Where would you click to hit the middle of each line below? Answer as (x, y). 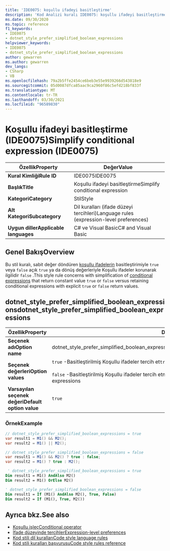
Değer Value (118, 167)
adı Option (20, 347)
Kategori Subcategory (34, 216)
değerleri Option (27, 371)
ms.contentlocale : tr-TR (31, 95)
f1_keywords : (19, 29)
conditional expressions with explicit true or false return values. (72, 286)
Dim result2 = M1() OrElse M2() (39, 480)
